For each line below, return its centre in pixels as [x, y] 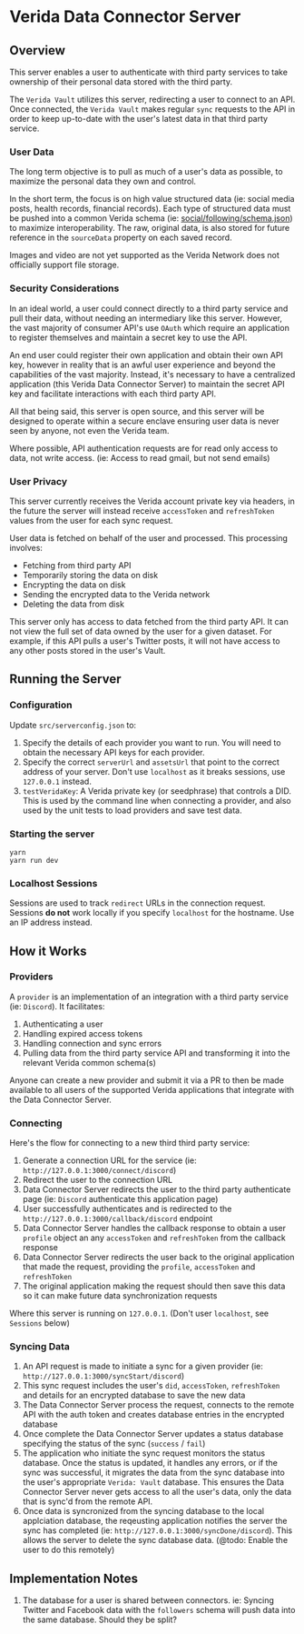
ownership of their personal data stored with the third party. [121, 82]
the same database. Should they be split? [99, 1619]
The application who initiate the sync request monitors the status [144, 1453]
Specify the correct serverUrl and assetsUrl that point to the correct [151, 762]
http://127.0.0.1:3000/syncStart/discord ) [103, 1376]
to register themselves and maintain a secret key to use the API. [128, 337]
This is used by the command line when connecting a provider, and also [157, 800]
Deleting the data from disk [74, 604]
